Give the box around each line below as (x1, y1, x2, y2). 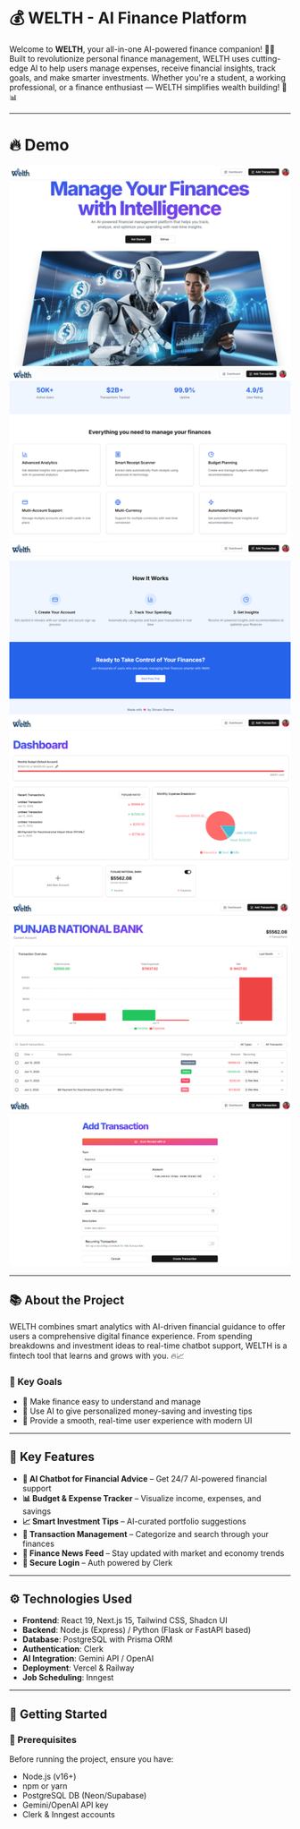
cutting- (251, 53, 281, 64)
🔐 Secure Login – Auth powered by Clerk (21, 1557, 173, 1568)
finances (21, 1538, 55, 1549)
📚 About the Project (9, 1293, 125, 1308)
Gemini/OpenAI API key (21, 1799, 109, 1810)
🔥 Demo (9, 135, 70, 156)
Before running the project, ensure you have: (9, 1754, 174, 1765)
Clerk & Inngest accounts (21, 1809, 116, 1820)
